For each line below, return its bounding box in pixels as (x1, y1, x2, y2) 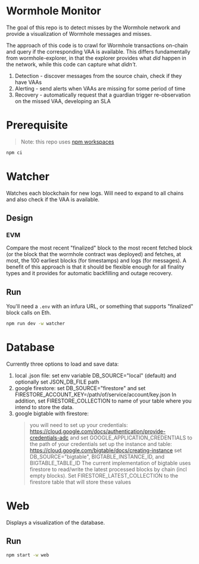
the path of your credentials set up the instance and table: (29, 441, 172, 447)
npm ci (6, 149, 23, 155)
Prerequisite (6, 119, 69, 132)
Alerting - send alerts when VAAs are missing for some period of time (14, 85, 186, 92)
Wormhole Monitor (6, 4, 101, 18)
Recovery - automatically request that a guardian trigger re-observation (14, 91, 191, 98)
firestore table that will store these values (29, 478, 131, 485)
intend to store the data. (14, 404, 74, 410)
